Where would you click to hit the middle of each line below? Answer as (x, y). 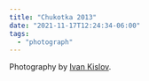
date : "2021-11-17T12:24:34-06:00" (75, 26)
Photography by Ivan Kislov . (60, 67)
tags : (19, 33)
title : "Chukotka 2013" (53, 17)
